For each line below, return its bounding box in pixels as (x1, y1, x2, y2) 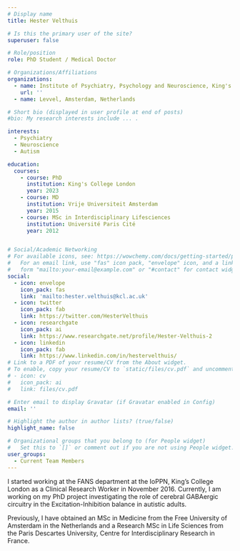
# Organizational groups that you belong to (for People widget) (7, 438, 206, 445)
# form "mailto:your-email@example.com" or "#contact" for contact (7, 266, 219, 273)
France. (7, 536, 30, 545)
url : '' (20, 89, 43, 96)
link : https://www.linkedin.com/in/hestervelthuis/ (20, 353, 177, 360)
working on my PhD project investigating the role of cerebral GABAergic (7, 492, 219, 500)
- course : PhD (20, 174, 62, 181)
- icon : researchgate (14, 319, 79, 326)
